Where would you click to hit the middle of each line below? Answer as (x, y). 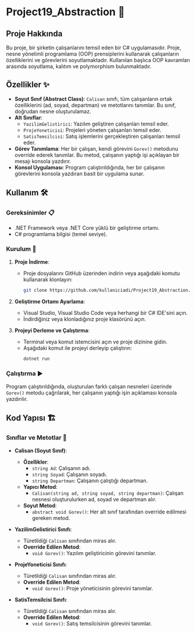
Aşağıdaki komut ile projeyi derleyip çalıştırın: (78, 348)
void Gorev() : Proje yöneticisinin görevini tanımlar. (93, 588)
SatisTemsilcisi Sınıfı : (41, 600)
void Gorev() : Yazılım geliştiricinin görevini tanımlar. (94, 553)
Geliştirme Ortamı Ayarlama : (50, 301)
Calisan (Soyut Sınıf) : (41, 450)
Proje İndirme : (32, 262)
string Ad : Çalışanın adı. (61, 468)
